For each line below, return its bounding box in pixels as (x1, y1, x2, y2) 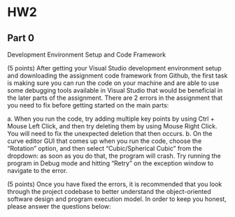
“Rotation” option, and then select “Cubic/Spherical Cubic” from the (7, 144, 203, 152)
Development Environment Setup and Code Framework (7, 50, 166, 59)
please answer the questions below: (7, 202, 111, 210)
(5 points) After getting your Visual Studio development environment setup (7, 64, 222, 72)
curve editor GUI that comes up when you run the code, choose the (7, 137, 202, 145)
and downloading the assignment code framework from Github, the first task (7, 71, 228, 80)
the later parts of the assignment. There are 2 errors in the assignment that (7, 93, 223, 102)
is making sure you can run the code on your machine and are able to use (7, 79, 220, 87)
